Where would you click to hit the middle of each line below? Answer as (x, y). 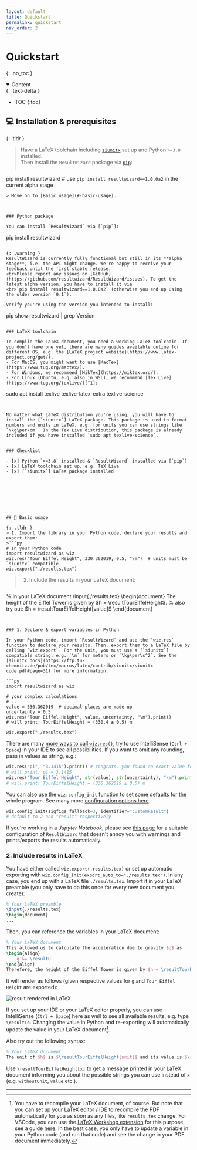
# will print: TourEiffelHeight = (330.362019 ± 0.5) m (76, 783)
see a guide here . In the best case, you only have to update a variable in (101, 1128)
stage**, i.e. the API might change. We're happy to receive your (89, 264)
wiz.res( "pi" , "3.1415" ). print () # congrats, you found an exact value (95, 767)
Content (21, 85)
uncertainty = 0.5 (28, 712)
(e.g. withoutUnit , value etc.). (42, 1081)
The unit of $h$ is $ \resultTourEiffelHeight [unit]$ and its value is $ (97, 1057)
